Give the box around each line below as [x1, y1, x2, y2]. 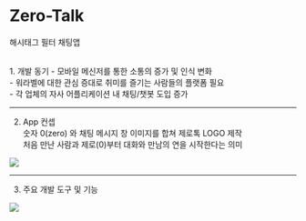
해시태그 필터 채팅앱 [9, 36, 80, 47]
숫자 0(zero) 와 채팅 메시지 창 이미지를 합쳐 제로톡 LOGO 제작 [22, 127, 243, 138]
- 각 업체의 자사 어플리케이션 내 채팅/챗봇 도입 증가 [9, 88, 189, 99]
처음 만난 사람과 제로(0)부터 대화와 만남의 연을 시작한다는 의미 [22, 138, 243, 150]
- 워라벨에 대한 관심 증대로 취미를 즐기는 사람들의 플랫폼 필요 [9, 76, 225, 87]
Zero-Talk [9, 5, 85, 26]
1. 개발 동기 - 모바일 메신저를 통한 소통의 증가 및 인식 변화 [9, 65, 212, 76]
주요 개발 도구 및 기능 [22, 184, 98, 195]
